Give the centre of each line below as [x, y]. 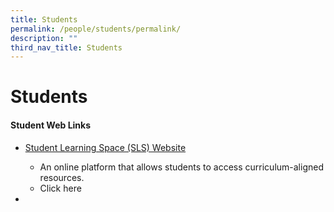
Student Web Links [51, 125]
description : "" [44, 38]
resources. [62, 177]
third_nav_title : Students [66, 47]
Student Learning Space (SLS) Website [105, 147]
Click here [60, 188]
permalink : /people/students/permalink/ [96, 29]
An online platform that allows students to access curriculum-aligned [181, 167]
